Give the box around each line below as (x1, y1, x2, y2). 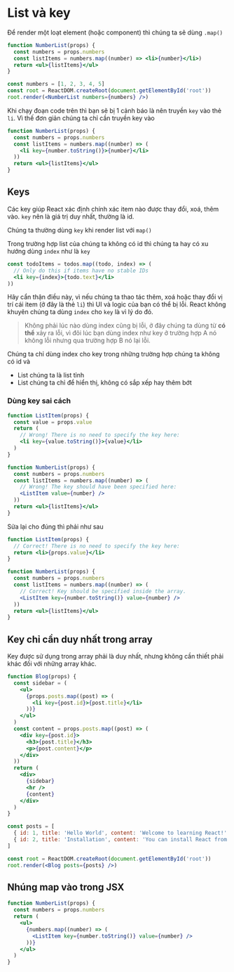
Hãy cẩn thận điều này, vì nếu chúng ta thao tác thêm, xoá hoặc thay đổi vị (7, 293, 223, 302)
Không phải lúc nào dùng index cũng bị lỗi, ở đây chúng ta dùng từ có (24, 321, 226, 330)
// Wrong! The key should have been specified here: (20, 484, 177, 491)
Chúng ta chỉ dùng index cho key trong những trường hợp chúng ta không (7, 350, 220, 358)
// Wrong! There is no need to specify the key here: (20, 432, 180, 439)
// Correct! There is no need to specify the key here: (13, 543, 180, 550)
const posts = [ (7, 823, 55, 830)
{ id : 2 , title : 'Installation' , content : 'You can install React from (13, 836, 228, 843)
